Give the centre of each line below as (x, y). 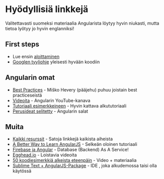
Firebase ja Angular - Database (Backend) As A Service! (71, 150)
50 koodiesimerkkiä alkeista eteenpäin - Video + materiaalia (74, 160)
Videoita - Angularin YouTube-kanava (51, 100)
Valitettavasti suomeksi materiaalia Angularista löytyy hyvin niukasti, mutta (82, 23)
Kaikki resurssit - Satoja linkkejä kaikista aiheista (63, 139)
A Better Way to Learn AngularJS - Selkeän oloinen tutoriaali (75, 144)
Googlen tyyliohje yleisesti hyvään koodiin (56, 62)
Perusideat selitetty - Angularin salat (50, 111)
